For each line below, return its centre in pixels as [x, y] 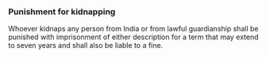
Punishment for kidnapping [62, 12]
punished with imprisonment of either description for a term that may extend [133, 37]
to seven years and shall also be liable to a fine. [86, 45]
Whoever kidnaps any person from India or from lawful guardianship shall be [133, 29]
